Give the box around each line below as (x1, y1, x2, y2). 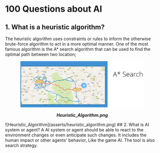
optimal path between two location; (5, 51, 76, 57)
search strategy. (5, 142, 38, 148)
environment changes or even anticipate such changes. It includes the (5, 132, 147, 138)
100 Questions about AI (5, 3, 102, 15)
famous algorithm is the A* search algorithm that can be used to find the (5, 46, 151, 52)
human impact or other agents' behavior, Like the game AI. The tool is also (5, 137, 155, 143)
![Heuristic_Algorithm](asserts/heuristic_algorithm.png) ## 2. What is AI (5, 121, 149, 128)
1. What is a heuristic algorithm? (5, 23, 105, 31)
